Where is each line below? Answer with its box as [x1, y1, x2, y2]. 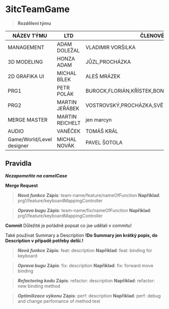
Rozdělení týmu [17, 20, 51, 26]
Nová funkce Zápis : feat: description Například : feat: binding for [17, 247, 152, 253]
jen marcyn [85, 116, 112, 123]
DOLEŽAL [57, 47, 80, 54]
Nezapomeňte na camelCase [5, 172, 67, 178]
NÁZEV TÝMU [12, 32, 48, 39]
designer [8, 142, 29, 149]
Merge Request [5, 182, 38, 189]
